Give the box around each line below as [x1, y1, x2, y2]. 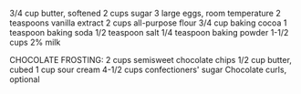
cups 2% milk [9, 37, 61, 47]
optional [9, 74, 40, 85]
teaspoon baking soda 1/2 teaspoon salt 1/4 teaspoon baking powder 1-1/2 [9, 27, 289, 37]
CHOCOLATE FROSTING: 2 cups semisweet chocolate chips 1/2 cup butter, [9, 55, 292, 65]
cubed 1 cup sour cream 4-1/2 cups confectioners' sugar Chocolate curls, [9, 64, 287, 75]
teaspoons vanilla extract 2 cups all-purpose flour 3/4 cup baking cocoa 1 [9, 17, 287, 28]
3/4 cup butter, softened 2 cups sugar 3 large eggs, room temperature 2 [9, 8, 281, 18]
